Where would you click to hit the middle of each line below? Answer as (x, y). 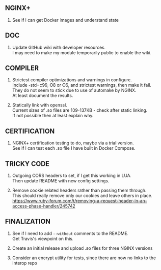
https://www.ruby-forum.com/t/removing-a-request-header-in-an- (80, 201)
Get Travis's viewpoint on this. (43, 238)
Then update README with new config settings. (61, 181)
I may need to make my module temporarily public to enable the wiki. (82, 52)
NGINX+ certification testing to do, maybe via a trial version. (73, 143)
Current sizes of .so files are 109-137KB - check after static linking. (80, 110)
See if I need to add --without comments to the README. (70, 233)
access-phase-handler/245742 (44, 206)
